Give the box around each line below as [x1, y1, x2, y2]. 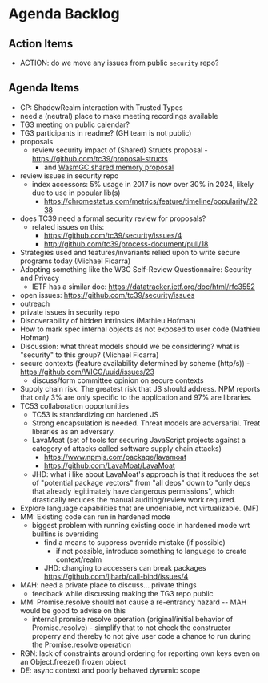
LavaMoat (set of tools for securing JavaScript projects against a [31, 435, 246, 445]
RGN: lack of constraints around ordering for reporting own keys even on [19, 648, 261, 658]
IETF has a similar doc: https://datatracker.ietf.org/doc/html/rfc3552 [31, 282, 256, 291]
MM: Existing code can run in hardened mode [19, 511, 170, 522]
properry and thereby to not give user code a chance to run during [31, 631, 252, 640]
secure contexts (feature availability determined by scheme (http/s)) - [19, 358, 250, 368]
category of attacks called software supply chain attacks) [31, 443, 222, 453]
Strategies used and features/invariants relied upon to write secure [19, 247, 241, 257]
